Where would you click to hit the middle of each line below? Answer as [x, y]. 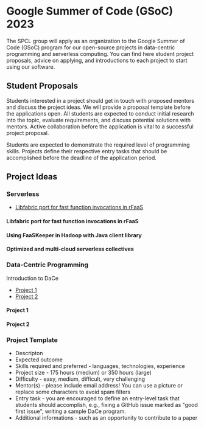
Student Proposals [42, 86]
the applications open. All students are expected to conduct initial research [100, 113]
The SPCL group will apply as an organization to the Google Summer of [96, 41]
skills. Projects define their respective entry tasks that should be [87, 151]
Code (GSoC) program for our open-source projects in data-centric [91, 47]
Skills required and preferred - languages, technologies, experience [100, 366]
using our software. [31, 67]
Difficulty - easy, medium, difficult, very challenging [80, 379]
